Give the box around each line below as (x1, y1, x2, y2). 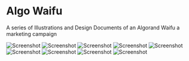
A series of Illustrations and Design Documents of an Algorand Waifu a (6, 24, 180, 31)
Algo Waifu (6, 4, 63, 18)
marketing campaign (6, 30, 57, 37)
